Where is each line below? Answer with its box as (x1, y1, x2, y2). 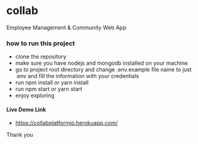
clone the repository (15, 53, 67, 60)
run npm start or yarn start (15, 85, 83, 93)
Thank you (6, 131, 34, 139)
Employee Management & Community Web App (6, 24, 127, 31)
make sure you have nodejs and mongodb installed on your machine (15, 59, 188, 67)
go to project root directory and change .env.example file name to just (15, 66, 192, 73)
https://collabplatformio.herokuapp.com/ (15, 120, 118, 127)
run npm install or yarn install (15, 79, 89, 86)
